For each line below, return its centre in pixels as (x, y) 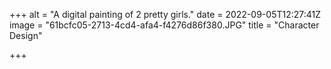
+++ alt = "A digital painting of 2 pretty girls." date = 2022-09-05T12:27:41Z (165, 14)
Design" (26, 35)
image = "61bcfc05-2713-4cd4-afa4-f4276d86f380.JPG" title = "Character (164, 25)
